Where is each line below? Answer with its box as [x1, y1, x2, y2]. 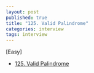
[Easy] [6, 48, 22, 55]
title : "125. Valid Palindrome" [6, 20, 88, 26]
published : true [6, 15, 47, 21]
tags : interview [6, 32, 47, 38]
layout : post [6, 9, 39, 15]
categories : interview [6, 26, 64, 32]
